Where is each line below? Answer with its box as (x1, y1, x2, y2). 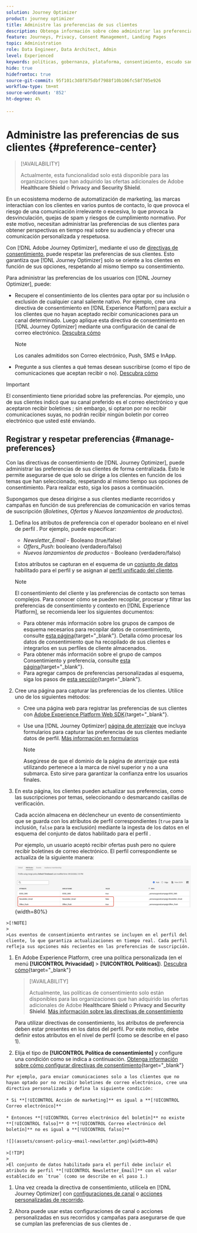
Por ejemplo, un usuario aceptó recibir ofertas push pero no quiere (14, 841, 176, 848)
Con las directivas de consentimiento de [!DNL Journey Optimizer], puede (6, 459, 185, 466)
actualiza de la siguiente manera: (14, 853, 95, 861)
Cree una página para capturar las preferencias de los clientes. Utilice (14, 687, 184, 694)
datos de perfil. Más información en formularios (23, 734, 139, 741)
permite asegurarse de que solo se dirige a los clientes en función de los (6, 471, 182, 478)
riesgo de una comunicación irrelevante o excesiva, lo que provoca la (6, 208, 174, 215)
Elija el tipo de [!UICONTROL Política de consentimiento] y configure (14, 1049, 183, 1056)
